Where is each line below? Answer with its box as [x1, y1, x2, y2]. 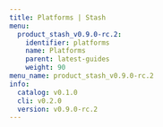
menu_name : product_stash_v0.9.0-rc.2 [9, 72, 154, 80]
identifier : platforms [25, 38, 110, 47]
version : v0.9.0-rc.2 [17, 105, 99, 114]
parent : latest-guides [25, 55, 110, 63]
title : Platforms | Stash [9, 13, 106, 22]
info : [9, 80, 30, 89]
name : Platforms [25, 47, 87, 55]
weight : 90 [25, 63, 66, 72]
